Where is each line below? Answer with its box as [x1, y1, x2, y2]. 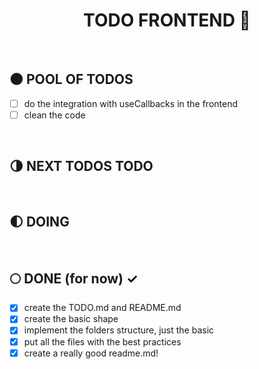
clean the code [23, 109, 86, 121]
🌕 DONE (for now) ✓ [9, 270, 139, 287]
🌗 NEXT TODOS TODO [9, 158, 154, 175]
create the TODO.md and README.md [23, 302, 182, 314]
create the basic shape [23, 313, 119, 325]
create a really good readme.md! [23, 347, 159, 359]
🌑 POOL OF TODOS [9, 71, 134, 88]
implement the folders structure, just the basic [23, 324, 215, 336]
